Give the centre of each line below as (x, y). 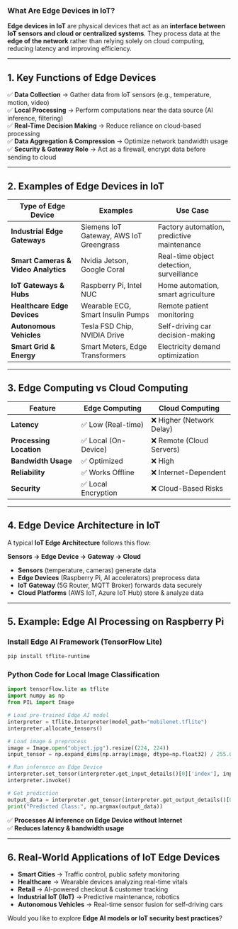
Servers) (166, 449)
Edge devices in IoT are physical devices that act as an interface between (116, 26)
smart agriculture (187, 294)
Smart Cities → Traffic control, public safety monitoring (99, 874)
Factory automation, (191, 227)
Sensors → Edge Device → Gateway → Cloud (74, 556)
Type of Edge (42, 206)
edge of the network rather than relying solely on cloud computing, (106, 41)
